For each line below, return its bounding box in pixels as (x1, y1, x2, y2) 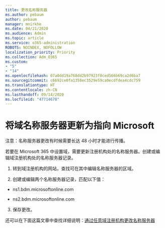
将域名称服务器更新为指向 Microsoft (5, 120, 154, 131)
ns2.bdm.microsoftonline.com (12, 196, 75, 202)
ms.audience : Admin (5, 31, 46, 36)
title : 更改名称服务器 (5, 7, 48, 13)
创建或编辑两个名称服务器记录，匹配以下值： (12, 176, 106, 183)
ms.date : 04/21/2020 (5, 26, 49, 31)
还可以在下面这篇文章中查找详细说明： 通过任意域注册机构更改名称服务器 (5, 217, 155, 223)
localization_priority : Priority (5, 50, 75, 55)
